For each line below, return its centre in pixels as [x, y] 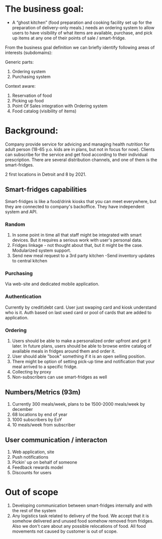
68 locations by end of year [40, 414]
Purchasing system [31, 76]
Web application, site [33, 452]
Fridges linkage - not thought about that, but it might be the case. [78, 245]
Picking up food [28, 100]
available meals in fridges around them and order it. [64, 351]
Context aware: [20, 86]
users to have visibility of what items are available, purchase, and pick [82, 33]
